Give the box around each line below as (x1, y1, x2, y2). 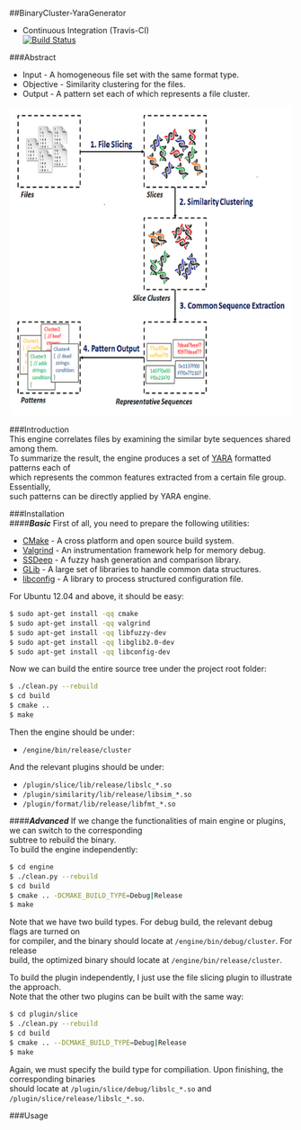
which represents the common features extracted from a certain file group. (9, 472, 287, 482)
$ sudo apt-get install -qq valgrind (9, 619, 151, 628)
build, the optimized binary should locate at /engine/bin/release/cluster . (9, 955, 283, 966)
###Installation (9, 508, 65, 519)
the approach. (9, 982, 61, 993)
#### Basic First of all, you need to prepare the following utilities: (9, 518, 250, 528)
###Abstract (9, 52, 57, 62)
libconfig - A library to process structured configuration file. (22, 574, 244, 584)
